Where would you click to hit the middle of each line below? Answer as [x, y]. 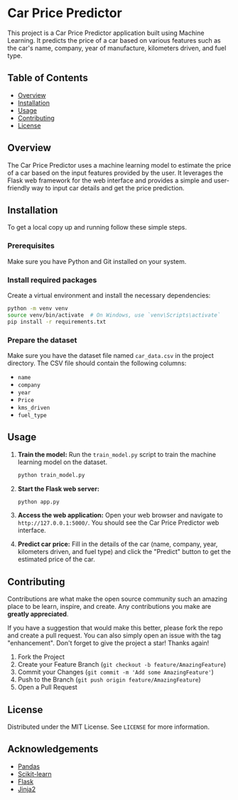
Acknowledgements [53, 749]
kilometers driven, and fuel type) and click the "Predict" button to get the [124, 552]
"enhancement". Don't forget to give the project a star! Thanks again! [108, 643]
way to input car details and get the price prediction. [108, 188]
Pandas [29, 766]
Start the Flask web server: [58, 488]
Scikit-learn [34, 774]
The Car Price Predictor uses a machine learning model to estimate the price [119, 165]
